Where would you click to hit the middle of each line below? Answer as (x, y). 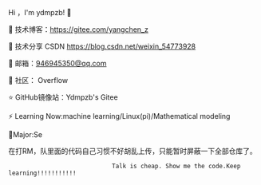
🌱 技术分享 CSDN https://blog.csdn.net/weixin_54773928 (102, 46)
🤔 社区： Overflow (38, 80)
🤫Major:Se (25, 134)
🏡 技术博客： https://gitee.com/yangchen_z (79, 30)
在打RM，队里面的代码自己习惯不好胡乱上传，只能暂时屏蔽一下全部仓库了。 (132, 151)
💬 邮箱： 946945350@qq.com (57, 63)
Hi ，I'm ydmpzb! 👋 (40, 12)
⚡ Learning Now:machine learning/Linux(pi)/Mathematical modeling (119, 116)
